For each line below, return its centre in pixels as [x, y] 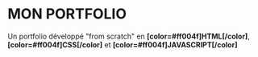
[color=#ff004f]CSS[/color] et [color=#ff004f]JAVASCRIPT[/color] [123, 44]
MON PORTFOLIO [67, 14]
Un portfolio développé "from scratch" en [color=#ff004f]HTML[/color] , [129, 36]
